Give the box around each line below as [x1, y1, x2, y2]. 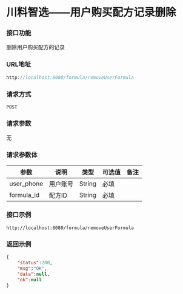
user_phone [9, 179, 44, 188]
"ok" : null [17, 276, 42, 282]
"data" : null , [17, 271, 50, 277]
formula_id [9, 190, 40, 199]
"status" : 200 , [17, 260, 53, 266]
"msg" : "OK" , [17, 265, 47, 272]
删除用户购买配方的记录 [6, 44, 65, 51]
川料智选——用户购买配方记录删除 [6, 5, 177, 19]
